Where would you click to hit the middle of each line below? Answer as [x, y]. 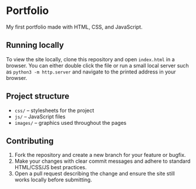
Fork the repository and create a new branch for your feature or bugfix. [100, 155]
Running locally [35, 45]
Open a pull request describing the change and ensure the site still [94, 174]
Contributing [30, 141]
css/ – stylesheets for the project [54, 110]
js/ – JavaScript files [40, 116]
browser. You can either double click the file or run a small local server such [97, 65]
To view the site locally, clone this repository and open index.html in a [90, 59]
